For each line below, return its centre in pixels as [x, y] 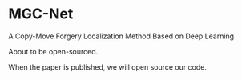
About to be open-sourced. [53, 51]
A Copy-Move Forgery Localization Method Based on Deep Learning [121, 36]
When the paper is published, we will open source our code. [107, 67]
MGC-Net [41, 14]
